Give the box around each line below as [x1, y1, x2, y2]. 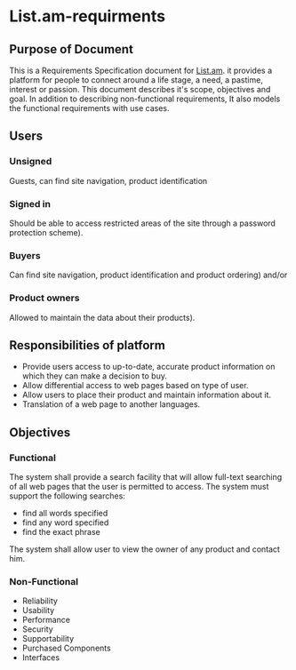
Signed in [9, 197, 52, 210]
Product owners [9, 291, 80, 304]
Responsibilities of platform [9, 338, 166, 353]
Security [21, 624, 53, 634]
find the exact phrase [21, 527, 100, 538]
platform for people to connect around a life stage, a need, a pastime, [9, 75, 264, 85]
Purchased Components [21, 642, 111, 654]
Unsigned [9, 156, 52, 168]
